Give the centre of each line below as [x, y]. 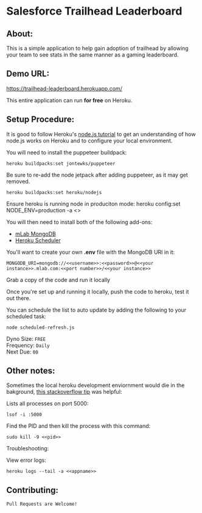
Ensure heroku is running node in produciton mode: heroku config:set [93, 204]
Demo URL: [28, 74]
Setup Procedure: [40, 120]
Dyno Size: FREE [26, 338]
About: [20, 34]
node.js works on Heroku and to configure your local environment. [89, 141]
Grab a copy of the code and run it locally [58, 280]
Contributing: [33, 490]
